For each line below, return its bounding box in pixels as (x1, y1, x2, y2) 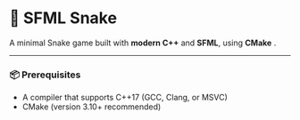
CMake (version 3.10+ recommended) (21, 101, 162, 112)
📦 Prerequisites (9, 68, 81, 81)
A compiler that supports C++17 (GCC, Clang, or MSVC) (21, 92, 228, 103)
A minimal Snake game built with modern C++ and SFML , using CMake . (9, 37, 277, 48)
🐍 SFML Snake (9, 8, 118, 28)
